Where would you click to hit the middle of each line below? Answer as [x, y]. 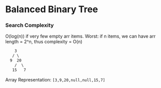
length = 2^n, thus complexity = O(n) [44, 42]
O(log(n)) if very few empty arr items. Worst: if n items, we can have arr [80, 36]
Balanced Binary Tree [52, 9]
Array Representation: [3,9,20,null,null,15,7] [55, 79]
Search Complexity [30, 25]
